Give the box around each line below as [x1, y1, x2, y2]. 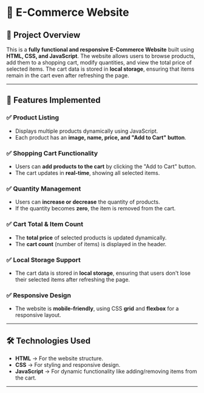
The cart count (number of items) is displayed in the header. [15, 240, 167, 247]
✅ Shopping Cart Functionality [6, 149, 98, 157]
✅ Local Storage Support [6, 255, 81, 264]
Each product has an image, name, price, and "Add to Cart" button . [15, 133, 186, 141]
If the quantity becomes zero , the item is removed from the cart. [15, 205, 176, 212]
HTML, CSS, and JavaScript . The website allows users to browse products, [6, 52, 195, 60]
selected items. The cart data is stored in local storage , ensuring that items [6, 65, 195, 73]
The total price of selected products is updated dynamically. [15, 234, 167, 241]
